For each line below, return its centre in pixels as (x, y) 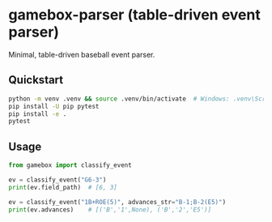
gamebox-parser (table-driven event (134, 15)
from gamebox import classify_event (70, 165)
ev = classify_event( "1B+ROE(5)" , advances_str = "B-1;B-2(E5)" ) (117, 202)
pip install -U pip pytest (54, 106)
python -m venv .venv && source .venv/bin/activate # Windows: (119, 99)
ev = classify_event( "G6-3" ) (57, 180)
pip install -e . (38, 114)
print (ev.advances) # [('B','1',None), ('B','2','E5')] (110, 209)
